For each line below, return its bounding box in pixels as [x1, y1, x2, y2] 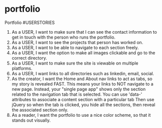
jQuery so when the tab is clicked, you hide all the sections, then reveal [11, 102, 155, 107]
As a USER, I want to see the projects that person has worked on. [11, 39, 143, 45]
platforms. [11, 65, 33, 71]
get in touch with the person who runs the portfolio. [11, 34, 116, 40]
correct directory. [11, 55, 47, 61]
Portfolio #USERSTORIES [4, 20, 55, 25]
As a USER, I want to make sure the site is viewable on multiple [11, 60, 139, 66]
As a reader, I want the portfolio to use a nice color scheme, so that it [11, 112, 151, 118]
